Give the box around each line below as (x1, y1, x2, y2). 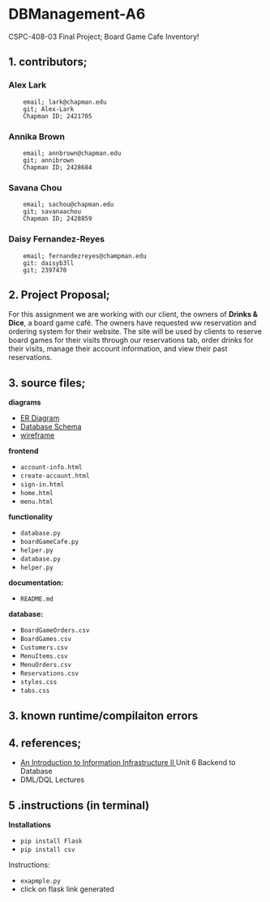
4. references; (8, 736, 82, 750)
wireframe (19, 430, 55, 440)
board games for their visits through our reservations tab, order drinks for (8, 336, 254, 345)
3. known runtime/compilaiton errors (8, 708, 199, 722)
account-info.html (19, 464, 83, 472)
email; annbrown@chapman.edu (23, 149, 122, 157)
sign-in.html (19, 481, 65, 489)
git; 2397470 (23, 266, 67, 274)
